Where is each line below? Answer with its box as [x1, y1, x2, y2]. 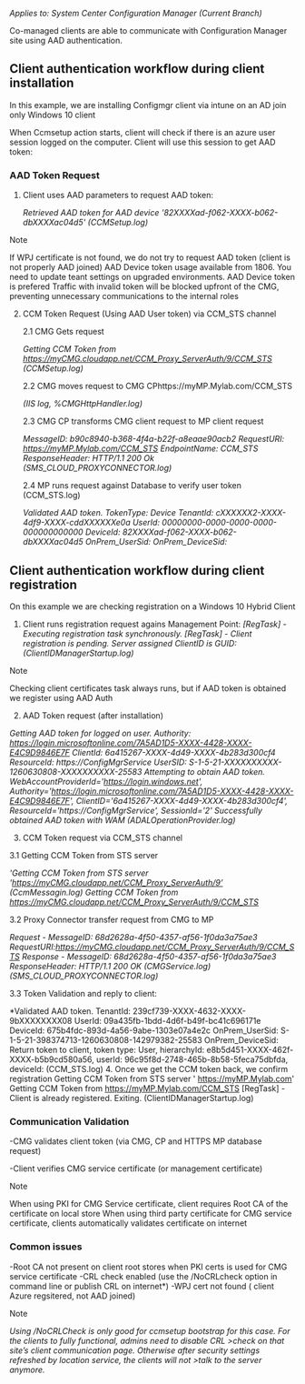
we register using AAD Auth [9, 692, 113, 703]
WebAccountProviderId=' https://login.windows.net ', [9, 776, 203, 787]
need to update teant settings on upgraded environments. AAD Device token [9, 272, 296, 283]
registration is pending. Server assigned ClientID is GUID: [22, 637, 238, 648]
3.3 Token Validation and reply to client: [9, 988, 157, 998]
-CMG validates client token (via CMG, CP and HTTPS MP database [9, 1136, 262, 1147]
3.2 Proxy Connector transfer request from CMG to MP [9, 914, 214, 925]
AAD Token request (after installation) [22, 709, 163, 721]
